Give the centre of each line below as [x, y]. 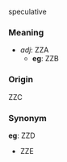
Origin [21, 80]
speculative [27, 12]
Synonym [27, 118]
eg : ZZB [45, 59]
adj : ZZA [34, 50]
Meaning [26, 32]
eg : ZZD [22, 135]
